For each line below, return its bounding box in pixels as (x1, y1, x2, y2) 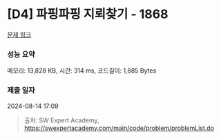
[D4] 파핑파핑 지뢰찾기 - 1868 (7, 6, 169, 22)
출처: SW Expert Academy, (23, 115, 99, 124)
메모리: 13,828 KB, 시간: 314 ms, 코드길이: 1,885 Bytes (7, 66, 157, 75)
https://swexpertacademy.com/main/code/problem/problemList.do (23, 124, 215, 132)
